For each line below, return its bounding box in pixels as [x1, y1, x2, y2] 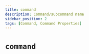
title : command [5, 7, 36, 12]
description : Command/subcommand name [5, 12, 84, 17]
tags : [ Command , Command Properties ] [5, 21, 82, 26]
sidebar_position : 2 [5, 16, 47, 21]
